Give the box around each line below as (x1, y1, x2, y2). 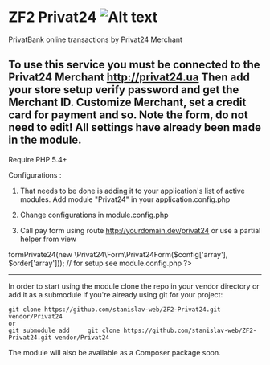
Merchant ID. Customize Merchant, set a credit (8, 96, 247, 109)
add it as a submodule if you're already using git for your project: (8, 289, 223, 299)
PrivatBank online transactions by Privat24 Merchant (8, 35, 183, 44)
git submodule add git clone (8, 326, 121, 334)
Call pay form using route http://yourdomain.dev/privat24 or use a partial (19, 225, 261, 235)
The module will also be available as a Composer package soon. (8, 347, 221, 357)
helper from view (19, 234, 77, 244)
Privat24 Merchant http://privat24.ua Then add (8, 71, 251, 84)
